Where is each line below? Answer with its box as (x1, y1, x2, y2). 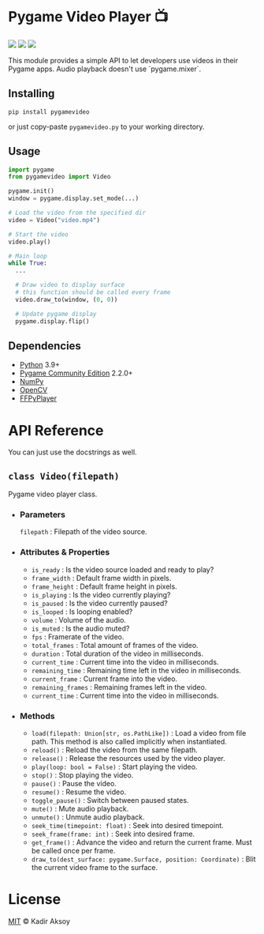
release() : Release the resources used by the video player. (31, 754, 226, 763)
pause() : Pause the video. (31, 779, 117, 789)
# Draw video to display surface (15, 281, 125, 289)
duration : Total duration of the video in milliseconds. (31, 649, 203, 658)
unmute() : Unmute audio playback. (31, 812, 145, 822)
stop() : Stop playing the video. (31, 770, 134, 780)
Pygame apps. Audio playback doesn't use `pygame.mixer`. (8, 64, 202, 73)
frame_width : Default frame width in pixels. (31, 573, 172, 582)
